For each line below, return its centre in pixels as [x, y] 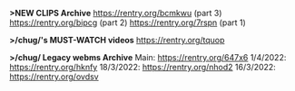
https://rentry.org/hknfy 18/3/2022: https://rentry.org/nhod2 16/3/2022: [143, 67]
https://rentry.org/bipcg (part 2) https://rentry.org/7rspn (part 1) [128, 23]
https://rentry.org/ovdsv [54, 77]
